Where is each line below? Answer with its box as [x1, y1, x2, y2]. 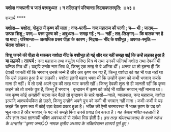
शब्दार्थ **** [5, 15, 26, 21]
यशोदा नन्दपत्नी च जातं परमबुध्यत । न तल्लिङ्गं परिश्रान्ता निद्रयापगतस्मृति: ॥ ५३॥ [5, 5, 135, 11]
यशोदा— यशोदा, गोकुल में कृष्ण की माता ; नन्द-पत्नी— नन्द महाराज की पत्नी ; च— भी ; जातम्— [5, 25, 158, 31]
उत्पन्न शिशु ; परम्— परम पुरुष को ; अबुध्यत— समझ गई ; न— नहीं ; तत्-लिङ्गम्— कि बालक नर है [5, 31, 163, 36]
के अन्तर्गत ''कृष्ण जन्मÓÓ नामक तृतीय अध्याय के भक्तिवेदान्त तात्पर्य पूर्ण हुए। [5, 120, 129, 126]
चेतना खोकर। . [5, 42, 31, 48]
